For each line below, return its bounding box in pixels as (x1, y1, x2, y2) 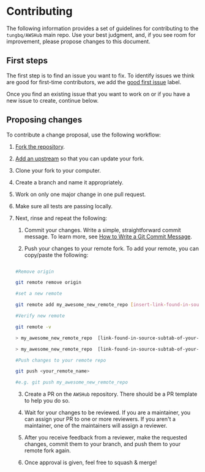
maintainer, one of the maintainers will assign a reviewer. (24, 422, 168, 430)
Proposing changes (6, 115, 83, 125)
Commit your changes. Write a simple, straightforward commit (24, 226, 182, 234)
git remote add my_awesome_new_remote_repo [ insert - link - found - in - (15, 302, 192, 308)
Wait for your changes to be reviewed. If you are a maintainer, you (24, 409, 191, 416)
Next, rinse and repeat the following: (15, 214, 108, 222)
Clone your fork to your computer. (15, 167, 101, 174)
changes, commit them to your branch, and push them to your (24, 441, 181, 448)
